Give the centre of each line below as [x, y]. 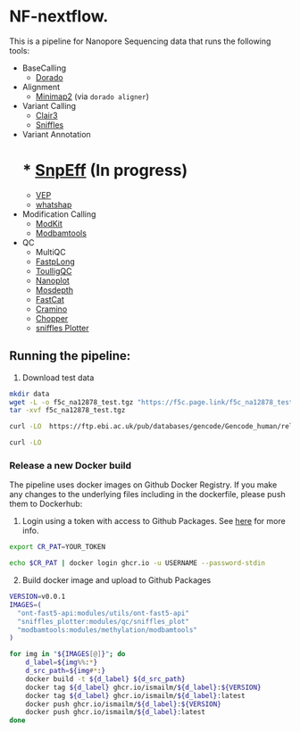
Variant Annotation [56, 134]
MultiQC [51, 252]
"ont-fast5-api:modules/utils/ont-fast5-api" [104, 613]
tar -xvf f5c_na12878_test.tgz [67, 411]
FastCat [50, 299]
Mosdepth [54, 290]
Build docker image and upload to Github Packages [117, 580]
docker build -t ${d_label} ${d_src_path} [105, 679]
